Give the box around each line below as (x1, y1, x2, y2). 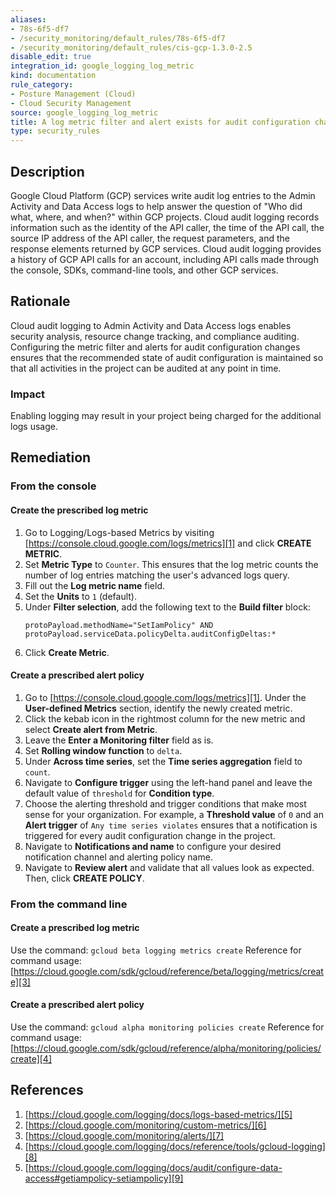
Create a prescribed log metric (10, 922, 140, 934)
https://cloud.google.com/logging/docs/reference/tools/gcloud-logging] (28, 1140, 326, 1152)
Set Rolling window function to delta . (24, 744, 183, 756)
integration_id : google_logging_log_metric (10, 61, 195, 71)
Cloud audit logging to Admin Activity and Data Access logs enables (10, 319, 292, 331)
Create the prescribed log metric (10, 504, 149, 516)
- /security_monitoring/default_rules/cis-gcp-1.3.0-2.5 (10, 42, 253, 53)
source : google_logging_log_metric (10, 107, 159, 118)
